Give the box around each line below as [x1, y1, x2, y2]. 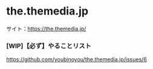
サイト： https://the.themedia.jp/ [6, 25, 86, 32]
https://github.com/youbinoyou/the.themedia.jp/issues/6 [6, 56, 147, 63]
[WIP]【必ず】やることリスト [6, 41, 92, 50]
